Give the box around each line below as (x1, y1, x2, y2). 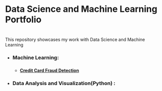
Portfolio (5, 14, 42, 25)
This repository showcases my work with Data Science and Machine (5, 37, 145, 43)
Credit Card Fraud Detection (19, 68, 80, 74)
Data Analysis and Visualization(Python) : (12, 80, 116, 87)
